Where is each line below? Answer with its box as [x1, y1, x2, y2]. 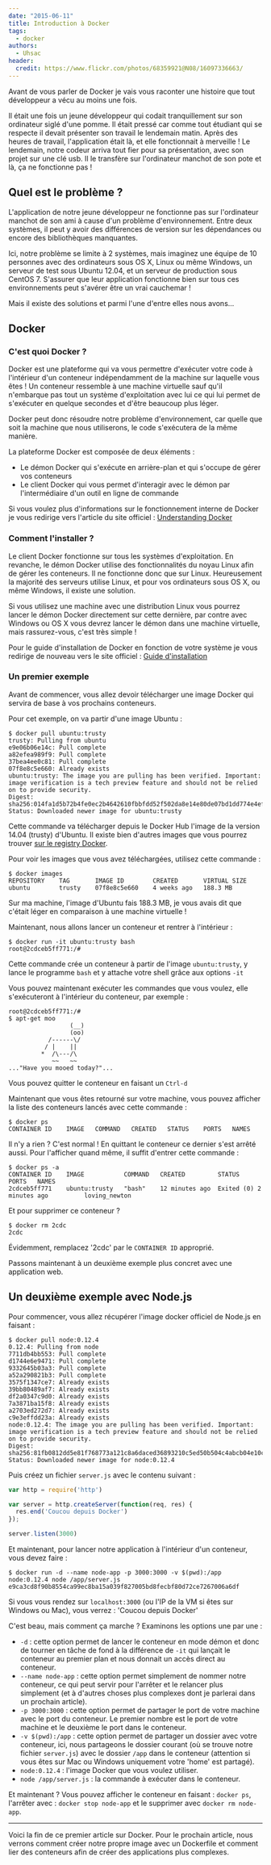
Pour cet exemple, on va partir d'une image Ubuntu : [8, 714, 183, 723]
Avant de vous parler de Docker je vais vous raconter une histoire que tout [8, 86, 256, 96]
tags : [8, 27, 27, 35]
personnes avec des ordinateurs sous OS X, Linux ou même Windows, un [8, 257, 252, 266]
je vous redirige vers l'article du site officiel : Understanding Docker [8, 513, 232, 522]
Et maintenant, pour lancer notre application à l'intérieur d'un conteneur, [8, 1544, 248, 1554]
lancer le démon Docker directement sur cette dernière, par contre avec [8, 610, 248, 619]
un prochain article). [19, 1697, 87, 1707]
